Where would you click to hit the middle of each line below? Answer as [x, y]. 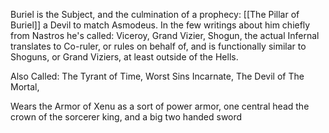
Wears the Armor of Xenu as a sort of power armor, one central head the [160, 106]
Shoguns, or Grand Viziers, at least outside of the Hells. [124, 57]
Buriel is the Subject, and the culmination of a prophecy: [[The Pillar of [155, 14]
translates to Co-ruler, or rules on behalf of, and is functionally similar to [158, 46]
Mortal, [25, 87]
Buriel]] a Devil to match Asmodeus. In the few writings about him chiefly [160, 25]
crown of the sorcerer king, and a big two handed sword [126, 117]
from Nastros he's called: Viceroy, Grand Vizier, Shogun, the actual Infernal [165, 35]
